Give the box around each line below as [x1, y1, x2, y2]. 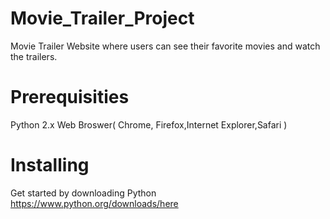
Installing [10, 154, 90, 177]
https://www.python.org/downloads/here [10, 197, 179, 209]
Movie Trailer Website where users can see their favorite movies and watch [10, 40, 321, 52]
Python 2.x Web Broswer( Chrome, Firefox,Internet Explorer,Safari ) [10, 118, 288, 131]
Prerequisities [10, 86, 130, 109]
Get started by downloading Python [10, 187, 157, 199]
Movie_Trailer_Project [10, 7, 195, 30]
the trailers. [10, 50, 58, 62]
